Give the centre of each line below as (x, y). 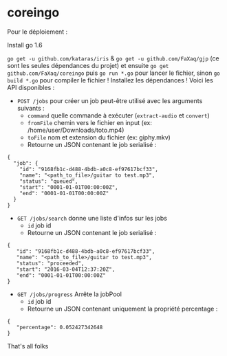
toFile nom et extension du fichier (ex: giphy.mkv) (99, 137)
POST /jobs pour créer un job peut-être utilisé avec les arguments (110, 100)
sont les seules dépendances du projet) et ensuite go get (88, 65)
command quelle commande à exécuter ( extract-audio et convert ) (118, 115)
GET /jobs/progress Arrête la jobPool (69, 294)
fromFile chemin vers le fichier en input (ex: (90, 122)
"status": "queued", (49, 181)
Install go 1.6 (25, 45)
